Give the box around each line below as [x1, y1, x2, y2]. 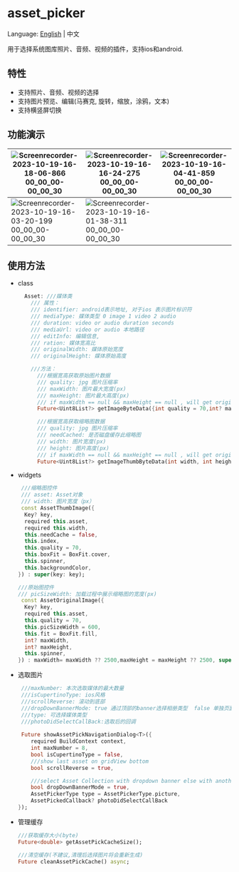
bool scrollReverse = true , [31, 764, 114, 771]
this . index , [24, 537, 60, 545]
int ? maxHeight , [24, 644, 73, 651]
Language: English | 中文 [7, 29, 80, 38]
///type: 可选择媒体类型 [21, 711, 87, 719]
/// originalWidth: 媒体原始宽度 [31, 346, 123, 353]
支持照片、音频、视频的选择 [17, 88, 100, 96]
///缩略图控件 [21, 485, 58, 492]
